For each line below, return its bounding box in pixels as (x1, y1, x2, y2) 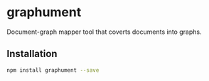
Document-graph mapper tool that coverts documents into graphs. (6, 27, 202, 36)
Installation (6, 48, 58, 60)
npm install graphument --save (6, 66, 100, 74)
